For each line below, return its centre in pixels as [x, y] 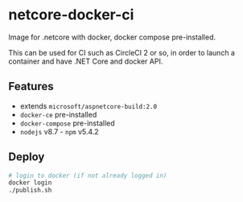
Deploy [27, 157]
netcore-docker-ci [71, 15]
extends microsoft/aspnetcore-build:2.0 [89, 105]
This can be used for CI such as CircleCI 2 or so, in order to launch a [122, 52]
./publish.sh [30, 191]
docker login [30, 183]
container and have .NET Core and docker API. [86, 61]
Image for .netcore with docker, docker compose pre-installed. [112, 37]
